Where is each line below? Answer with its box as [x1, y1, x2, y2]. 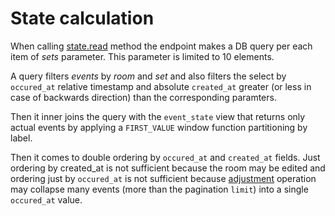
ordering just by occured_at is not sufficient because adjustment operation [10, 172, 317, 184]
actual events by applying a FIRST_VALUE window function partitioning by [10, 121, 308, 133]
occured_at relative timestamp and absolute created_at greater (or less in [10, 80, 312, 92]
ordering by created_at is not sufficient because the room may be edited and [10, 162, 326, 174]
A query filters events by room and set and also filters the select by [10, 70, 287, 82]
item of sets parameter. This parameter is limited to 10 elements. [10, 50, 275, 62]
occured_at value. [10, 193, 83, 206]
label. [10, 132, 33, 144]
